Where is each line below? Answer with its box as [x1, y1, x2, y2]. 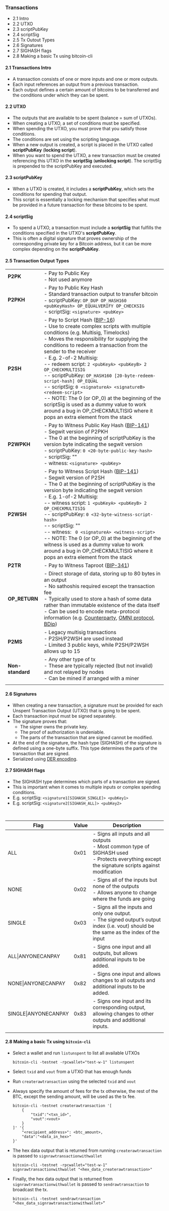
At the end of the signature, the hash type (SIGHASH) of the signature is [12, 740, 162, 746]
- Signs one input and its [93, 997, 151, 1005]
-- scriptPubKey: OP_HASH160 [44, 372, 112, 379]
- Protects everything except [93, 855, 161, 862]
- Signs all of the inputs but [93, 876, 157, 883]
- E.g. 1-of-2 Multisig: [44, 493, 98, 500]
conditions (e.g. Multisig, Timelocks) [44, 329, 130, 336]
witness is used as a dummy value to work [44, 541, 144, 548]
